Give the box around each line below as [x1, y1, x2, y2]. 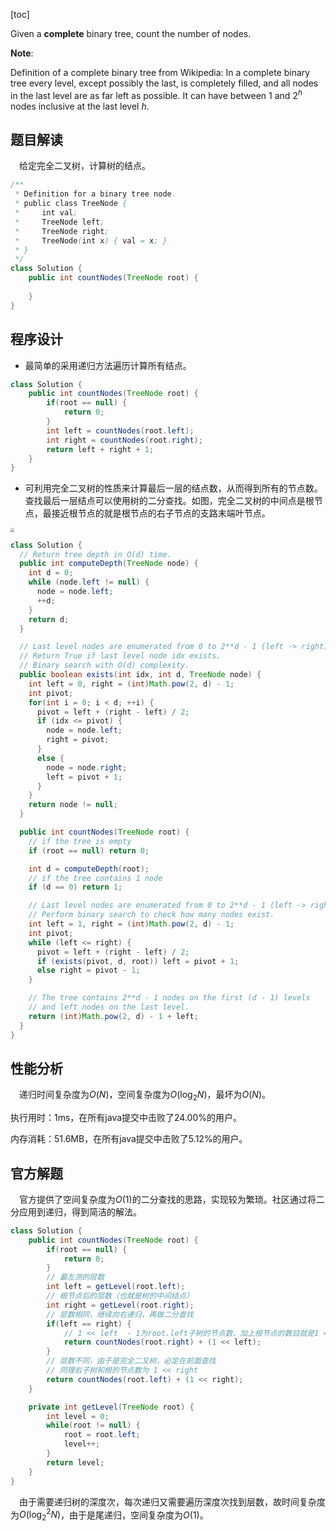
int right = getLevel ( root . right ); [46, 1300, 195, 1310]
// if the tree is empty [28, 836, 132, 846]
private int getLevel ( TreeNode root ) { [28, 1402, 195, 1412]
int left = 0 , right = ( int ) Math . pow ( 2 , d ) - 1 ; [28, 679, 235, 689]
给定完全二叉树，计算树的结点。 [19, 160, 151, 172]
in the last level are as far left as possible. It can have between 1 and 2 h [10, 88, 303, 101]
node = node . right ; [46, 762, 128, 773]
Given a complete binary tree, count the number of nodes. [10, 28, 252, 39]
